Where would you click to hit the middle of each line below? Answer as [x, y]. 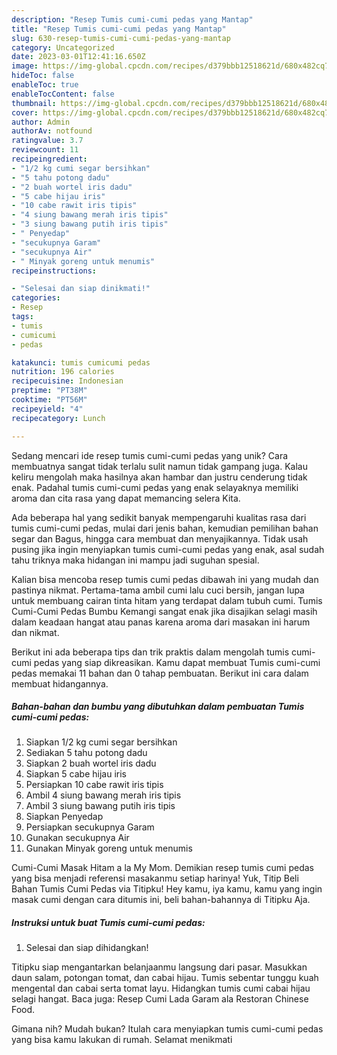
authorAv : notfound [52, 131]
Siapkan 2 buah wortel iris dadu [91, 763]
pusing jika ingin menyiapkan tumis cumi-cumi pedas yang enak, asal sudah [168, 549]
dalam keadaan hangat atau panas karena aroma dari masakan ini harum [161, 622]
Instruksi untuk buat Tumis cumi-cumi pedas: [108, 923]
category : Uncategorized [63, 47]
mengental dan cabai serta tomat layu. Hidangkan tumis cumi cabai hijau [161, 988]
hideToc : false [43, 76]
